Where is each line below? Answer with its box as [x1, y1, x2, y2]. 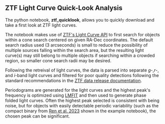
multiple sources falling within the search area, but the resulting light [5, 47, 144, 53]
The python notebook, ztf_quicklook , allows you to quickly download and [5, 17, 155, 23]
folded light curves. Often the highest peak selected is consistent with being [5, 98, 160, 103]
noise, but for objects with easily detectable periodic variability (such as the [5, 102, 159, 108]
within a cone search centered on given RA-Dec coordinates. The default [5, 37, 154, 43]
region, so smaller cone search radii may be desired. [5, 57, 112, 63]
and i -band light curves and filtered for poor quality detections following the [5, 72, 159, 78]
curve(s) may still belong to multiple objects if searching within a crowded [5, 52, 155, 58]
